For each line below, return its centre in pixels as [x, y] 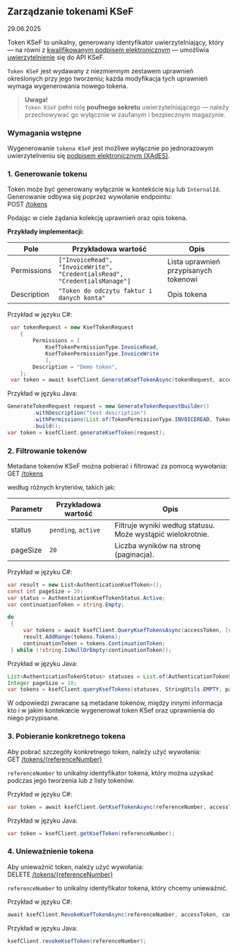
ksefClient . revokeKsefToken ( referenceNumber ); [77, 941]
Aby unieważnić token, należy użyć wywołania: [76, 866]
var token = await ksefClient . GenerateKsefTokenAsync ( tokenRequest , [113, 380]
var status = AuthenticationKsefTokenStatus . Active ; [86, 598]
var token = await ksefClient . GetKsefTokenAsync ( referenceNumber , [107, 807]
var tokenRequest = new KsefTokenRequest [72, 327]
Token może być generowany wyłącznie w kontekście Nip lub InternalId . [114, 189]
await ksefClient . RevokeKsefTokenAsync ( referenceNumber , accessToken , [113, 914]
